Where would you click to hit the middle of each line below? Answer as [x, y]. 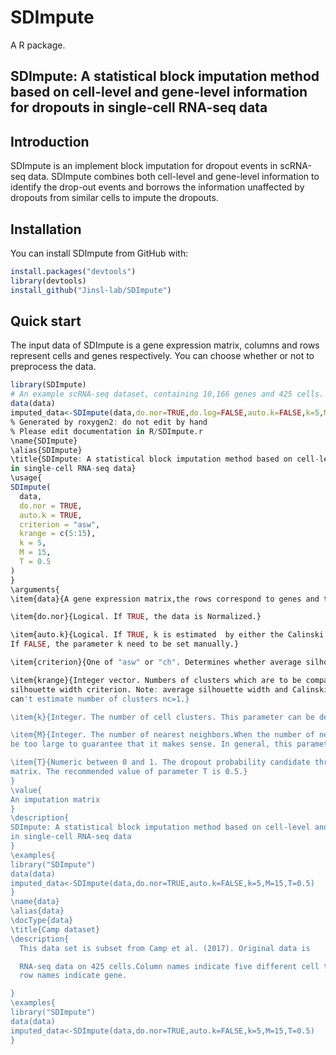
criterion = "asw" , [60, 524]
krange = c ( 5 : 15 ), [58, 534]
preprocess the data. [53, 367]
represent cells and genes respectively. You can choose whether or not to [162, 356]
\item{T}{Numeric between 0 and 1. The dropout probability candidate [160, 762]
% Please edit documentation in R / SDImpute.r [106, 431]
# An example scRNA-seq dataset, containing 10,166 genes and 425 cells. [167, 394]
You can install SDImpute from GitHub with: [99, 253]
